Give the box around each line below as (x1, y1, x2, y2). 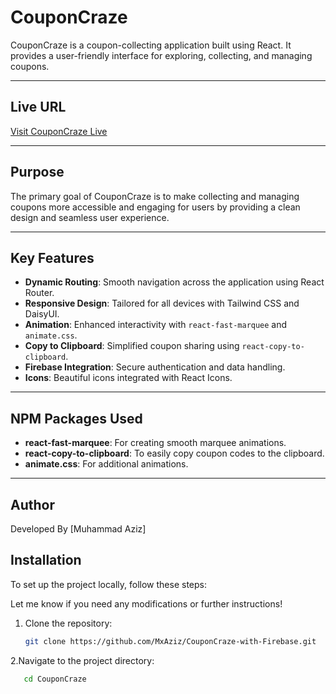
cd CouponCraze (23, 674, 87, 684)
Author (10, 496, 55, 513)
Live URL (10, 99, 67, 116)
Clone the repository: (24, 617, 113, 629)
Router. (24, 287, 55, 299)
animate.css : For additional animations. (24, 458, 189, 470)
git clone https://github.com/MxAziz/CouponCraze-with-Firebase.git (24, 636, 317, 646)
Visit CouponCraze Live (10, 125, 108, 137)
